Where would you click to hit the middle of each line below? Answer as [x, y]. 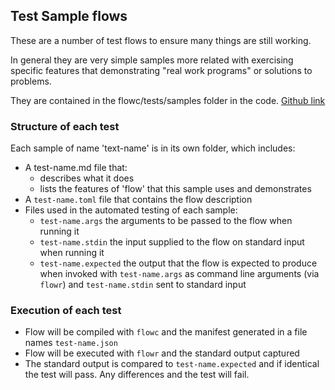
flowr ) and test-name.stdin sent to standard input [143, 285]
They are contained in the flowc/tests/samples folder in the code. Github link [168, 100]
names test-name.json [71, 343]
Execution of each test [66, 311]
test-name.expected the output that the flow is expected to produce [178, 263]
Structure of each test [65, 126]
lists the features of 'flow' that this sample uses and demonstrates [175, 189]
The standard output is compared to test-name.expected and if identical [172, 364]
